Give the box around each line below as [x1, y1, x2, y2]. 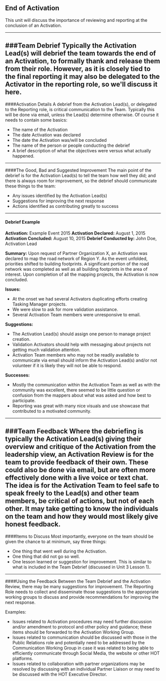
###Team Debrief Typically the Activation [5, 42, 137, 50]
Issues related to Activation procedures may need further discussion [12, 619, 152, 624]
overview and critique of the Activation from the [5, 442, 156, 451]
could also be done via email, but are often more [5, 466, 156, 474]
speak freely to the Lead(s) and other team [5, 489, 139, 497]
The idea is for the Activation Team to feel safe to [5, 481, 160, 490]
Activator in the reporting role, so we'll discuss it [5, 80, 158, 89]
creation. [12, 336, 31, 342]
